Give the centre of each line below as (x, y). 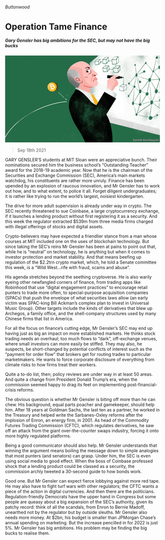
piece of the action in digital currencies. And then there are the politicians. (80, 491)
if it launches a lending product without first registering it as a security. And (81, 216)
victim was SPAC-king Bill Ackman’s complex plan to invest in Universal (77, 303)
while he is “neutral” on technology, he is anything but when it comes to (78, 252)
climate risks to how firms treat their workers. (51, 365)
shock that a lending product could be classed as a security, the (70, 466)
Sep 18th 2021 (31, 150)
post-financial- (142, 385)
